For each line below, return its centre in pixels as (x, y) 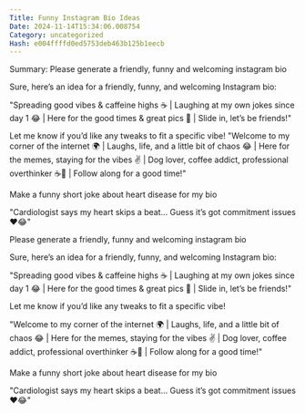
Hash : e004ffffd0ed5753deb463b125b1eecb (87, 43)
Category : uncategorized (56, 35)
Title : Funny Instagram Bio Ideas (75, 18)
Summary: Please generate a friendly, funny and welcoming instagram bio (148, 69)
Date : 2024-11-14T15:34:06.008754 (75, 26)
